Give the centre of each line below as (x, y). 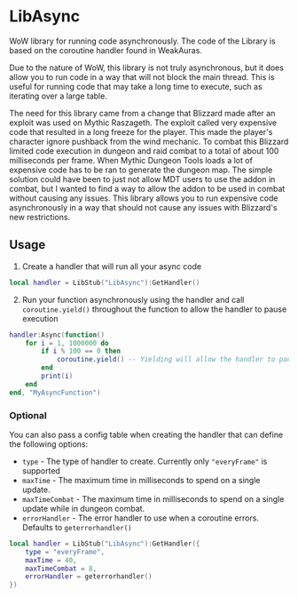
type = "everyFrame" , (65, 552)
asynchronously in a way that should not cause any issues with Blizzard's (143, 207)
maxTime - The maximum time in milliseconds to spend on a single (141, 480)
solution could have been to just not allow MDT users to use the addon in (142, 179)
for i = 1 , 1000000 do (67, 343)
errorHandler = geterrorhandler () (89, 577)
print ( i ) (57, 376)
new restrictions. (40, 217)
